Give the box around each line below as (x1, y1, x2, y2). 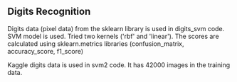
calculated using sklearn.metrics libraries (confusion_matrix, (7, 39, 184, 48)
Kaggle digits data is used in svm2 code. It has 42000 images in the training (7, 60, 231, 69)
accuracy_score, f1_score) (7, 47, 84, 55)
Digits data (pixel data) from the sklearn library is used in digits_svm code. (7, 24, 225, 33)
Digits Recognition (7, 6, 91, 18)
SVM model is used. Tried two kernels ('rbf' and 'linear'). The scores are (7, 32, 219, 40)
